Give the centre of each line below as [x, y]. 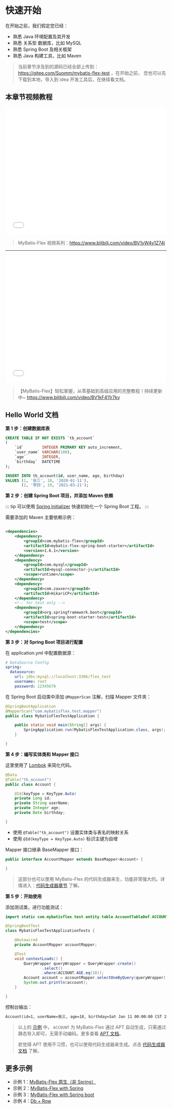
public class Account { [31, 784]
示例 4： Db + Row [32, 1101]
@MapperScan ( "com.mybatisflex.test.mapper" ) [53, 711]
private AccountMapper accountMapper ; [56, 945]
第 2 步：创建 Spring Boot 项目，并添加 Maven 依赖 [59, 496]
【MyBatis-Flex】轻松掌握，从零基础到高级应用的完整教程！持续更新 [90, 391]
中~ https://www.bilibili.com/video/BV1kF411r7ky [69, 397]
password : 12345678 [35, 686]
